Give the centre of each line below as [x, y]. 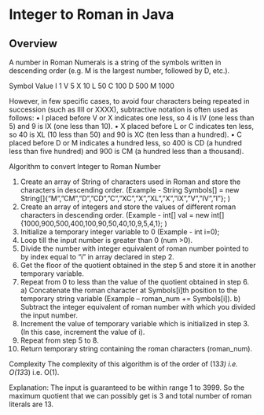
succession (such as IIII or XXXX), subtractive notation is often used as [124, 109]
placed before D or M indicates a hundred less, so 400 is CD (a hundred [125, 143]
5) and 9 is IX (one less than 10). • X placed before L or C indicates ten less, [132, 126]
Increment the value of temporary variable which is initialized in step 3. [135, 323]
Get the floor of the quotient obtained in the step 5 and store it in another [138, 265]
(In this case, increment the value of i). [82, 332]
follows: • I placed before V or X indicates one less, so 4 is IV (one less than [132, 118]
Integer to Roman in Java [92, 15]
